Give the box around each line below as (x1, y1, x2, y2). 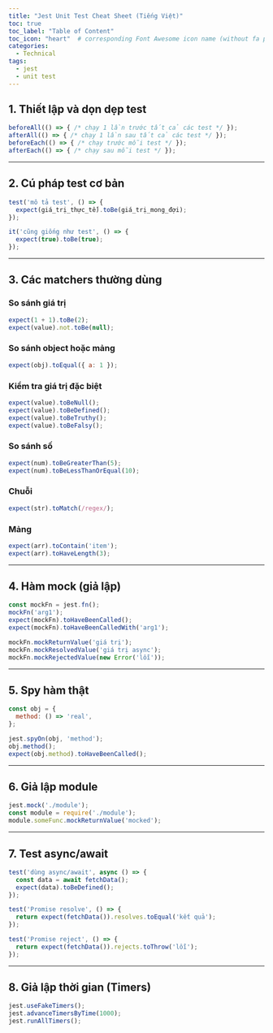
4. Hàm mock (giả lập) (8, 580, 122, 594)
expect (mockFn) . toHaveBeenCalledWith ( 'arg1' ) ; (8, 624, 169, 632)
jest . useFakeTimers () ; (8, 1002, 85, 1010)
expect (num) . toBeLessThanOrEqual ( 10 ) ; (8, 466, 140, 475)
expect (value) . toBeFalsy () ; (8, 421, 104, 430)
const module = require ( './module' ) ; (8, 809, 136, 817)
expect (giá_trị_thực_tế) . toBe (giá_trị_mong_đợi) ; (15, 205, 187, 214)
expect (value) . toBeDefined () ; (8, 406, 111, 414)
